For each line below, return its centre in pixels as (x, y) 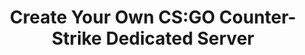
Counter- (258, 17)
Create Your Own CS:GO (112, 17)
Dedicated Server (180, 38)
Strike (77, 38)
